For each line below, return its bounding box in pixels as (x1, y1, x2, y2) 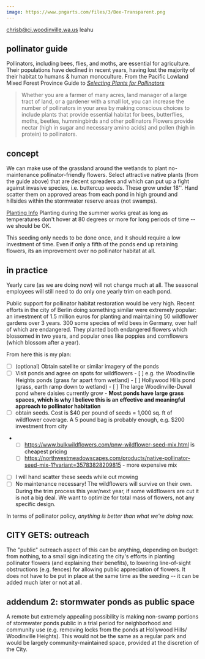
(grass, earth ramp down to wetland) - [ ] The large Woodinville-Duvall (15, 383, 193, 391)
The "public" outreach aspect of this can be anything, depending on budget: (6, 546, 199, 553)
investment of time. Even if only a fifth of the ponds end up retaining (6, 241, 178, 248)
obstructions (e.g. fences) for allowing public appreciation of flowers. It (6, 566, 185, 573)
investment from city (15, 423, 68, 430)
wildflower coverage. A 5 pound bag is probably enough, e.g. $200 (15, 416, 185, 424)
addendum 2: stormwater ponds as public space (6, 596, 195, 607)
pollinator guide (6, 44, 69, 54)
